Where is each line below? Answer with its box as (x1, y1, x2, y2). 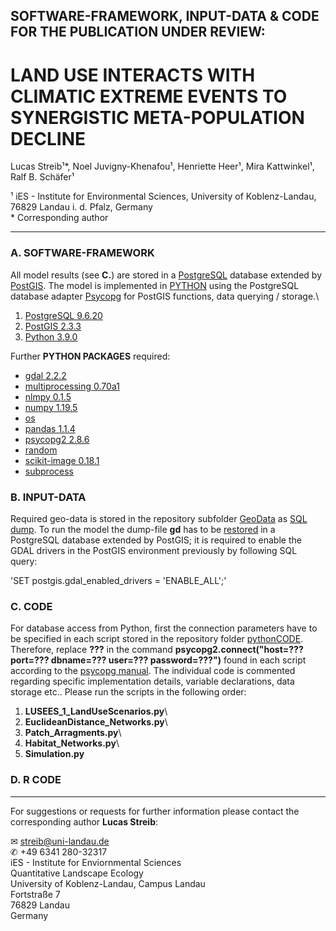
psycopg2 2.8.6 (24, 433, 90, 445)
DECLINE (10, 127, 86, 150)
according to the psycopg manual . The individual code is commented (10, 665, 296, 677)
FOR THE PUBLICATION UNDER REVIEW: (10, 24, 266, 41)
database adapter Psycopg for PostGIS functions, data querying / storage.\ (10, 290, 320, 302)
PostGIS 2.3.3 (24, 320, 82, 332)
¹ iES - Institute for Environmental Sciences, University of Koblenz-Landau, (10, 190, 317, 203)
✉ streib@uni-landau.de (10, 835, 110, 847)
